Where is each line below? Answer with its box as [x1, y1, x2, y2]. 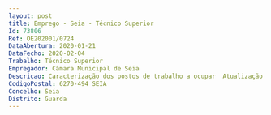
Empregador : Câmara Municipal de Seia [8, 65, 140, 73]
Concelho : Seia [8, 87, 60, 96]
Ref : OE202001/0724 [8, 34, 75, 43]
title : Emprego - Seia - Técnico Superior [8, 19, 154, 28]
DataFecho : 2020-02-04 [8, 49, 85, 57]
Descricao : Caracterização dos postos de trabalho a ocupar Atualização [8, 72, 264, 80]
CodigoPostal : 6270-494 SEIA [8, 79, 107, 87]
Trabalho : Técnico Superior [8, 57, 104, 66]
